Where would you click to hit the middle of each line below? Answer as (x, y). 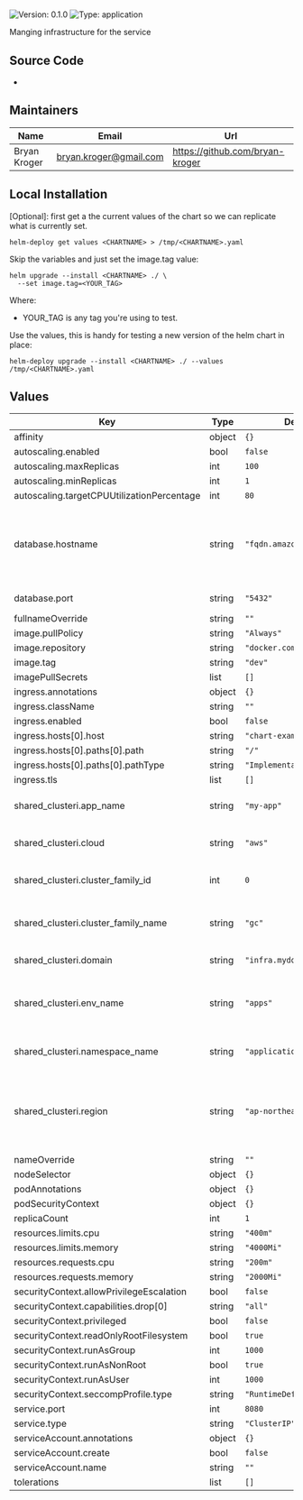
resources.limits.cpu (57, 1233)
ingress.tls (36, 780)
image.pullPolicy (49, 633)
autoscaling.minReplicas (65, 481)
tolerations (37, 1482)
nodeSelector (42, 1174)
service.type (41, 1423)
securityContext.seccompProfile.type (93, 1394)
